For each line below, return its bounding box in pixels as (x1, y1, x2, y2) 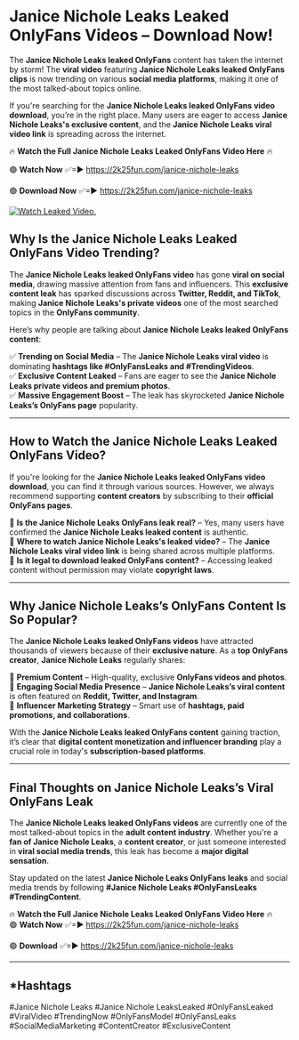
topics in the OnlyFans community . (9, 307, 141, 318)
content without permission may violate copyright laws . (9, 564, 214, 575)
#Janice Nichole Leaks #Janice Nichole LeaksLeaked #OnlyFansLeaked (9, 1002, 274, 1012)
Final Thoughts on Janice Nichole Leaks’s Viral (9, 780, 274, 795)
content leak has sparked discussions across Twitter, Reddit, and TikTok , (9, 287, 282, 299)
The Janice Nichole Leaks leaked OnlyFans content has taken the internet (9, 54, 284, 65)
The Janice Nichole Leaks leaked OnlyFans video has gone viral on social (9, 269, 285, 279)
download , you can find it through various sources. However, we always (9, 480, 275, 491)
